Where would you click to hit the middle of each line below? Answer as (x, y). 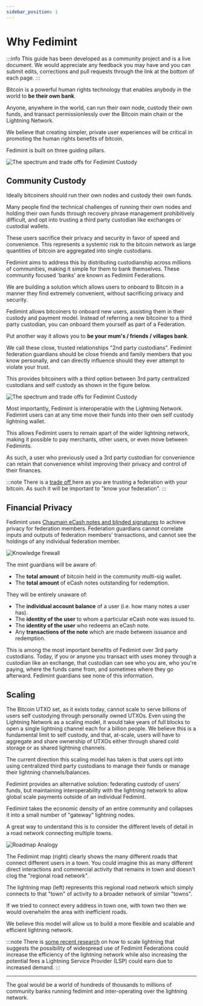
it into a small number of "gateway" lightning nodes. (71, 815)
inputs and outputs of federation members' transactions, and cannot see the (101, 535)
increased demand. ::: (33, 967)
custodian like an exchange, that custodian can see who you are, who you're (101, 663)
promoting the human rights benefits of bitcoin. (65, 138)
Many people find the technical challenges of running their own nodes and (99, 207)
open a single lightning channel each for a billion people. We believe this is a (101, 729)
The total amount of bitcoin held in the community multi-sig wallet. (98, 577)
